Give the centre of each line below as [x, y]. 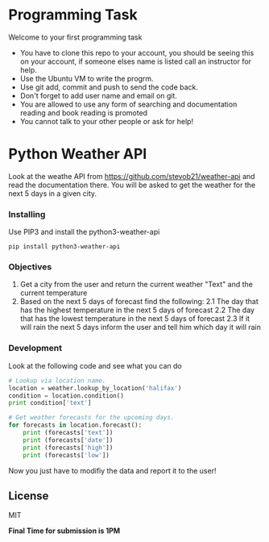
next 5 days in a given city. [53, 193]
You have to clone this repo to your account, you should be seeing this [137, 52]
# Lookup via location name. [57, 381]
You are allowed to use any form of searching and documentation [128, 104]
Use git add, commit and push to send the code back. [109, 87]
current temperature [54, 293]
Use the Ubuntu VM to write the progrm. [87, 78]
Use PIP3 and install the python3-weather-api [84, 232]
